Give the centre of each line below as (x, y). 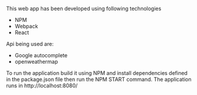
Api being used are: (30, 44)
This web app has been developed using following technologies (84, 9)
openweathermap (36, 62)
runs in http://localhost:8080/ (42, 86)
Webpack (26, 26)
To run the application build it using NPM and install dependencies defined (97, 73)
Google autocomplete (41, 55)
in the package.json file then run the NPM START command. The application (99, 79)
